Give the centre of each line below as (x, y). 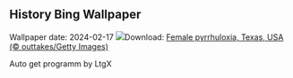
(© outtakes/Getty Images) (59, 46)
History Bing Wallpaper (75, 15)
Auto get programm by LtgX (60, 63)
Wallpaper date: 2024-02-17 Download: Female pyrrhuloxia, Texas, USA (146, 37)
